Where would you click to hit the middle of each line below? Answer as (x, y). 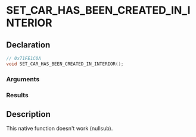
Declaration (28, 45)
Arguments (23, 79)
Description (28, 114)
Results (17, 95)
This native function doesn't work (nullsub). (60, 129)
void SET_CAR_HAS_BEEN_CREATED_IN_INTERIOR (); (65, 64)
